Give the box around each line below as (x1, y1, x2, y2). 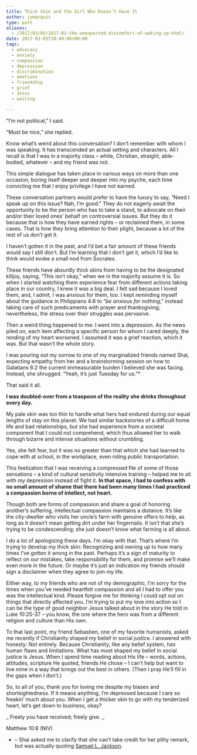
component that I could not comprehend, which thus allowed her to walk (6, 429, 181, 436)
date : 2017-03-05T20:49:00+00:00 (6, 36, 88, 42)
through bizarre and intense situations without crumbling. (6, 435, 145, 442)
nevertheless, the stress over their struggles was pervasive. (6, 310, 151, 317)
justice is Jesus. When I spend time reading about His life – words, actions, (6, 653, 187, 660)
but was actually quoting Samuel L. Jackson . (14, 742, 123, 749)
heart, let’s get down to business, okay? (6, 702, 102, 709)
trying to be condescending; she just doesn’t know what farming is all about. (6, 526, 191, 533)
